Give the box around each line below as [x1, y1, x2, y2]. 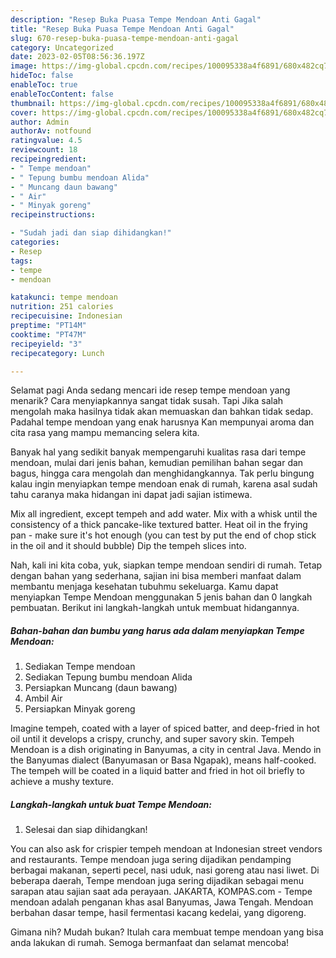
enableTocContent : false [10, 89, 114, 99]
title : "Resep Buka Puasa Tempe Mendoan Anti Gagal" [10, 24, 235, 34]
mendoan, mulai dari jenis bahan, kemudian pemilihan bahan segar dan [10, 457, 304, 469]
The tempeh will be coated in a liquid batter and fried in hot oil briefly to [10, 765, 305, 777]
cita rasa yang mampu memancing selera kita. [10, 427, 200, 439]
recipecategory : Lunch [10, 348, 105, 358]
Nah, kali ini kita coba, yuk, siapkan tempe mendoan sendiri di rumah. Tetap [10, 559, 323, 571]
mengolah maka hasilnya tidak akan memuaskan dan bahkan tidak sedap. [10, 406, 314, 418]
